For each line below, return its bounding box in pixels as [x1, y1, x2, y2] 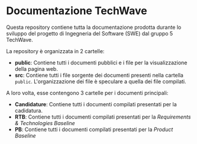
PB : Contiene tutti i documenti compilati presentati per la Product [14, 126, 173, 133]
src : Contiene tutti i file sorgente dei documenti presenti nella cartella [14, 71, 183, 78]
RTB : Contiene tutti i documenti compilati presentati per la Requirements [14, 113, 191, 120]
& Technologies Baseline [14, 119, 75, 126]
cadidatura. [14, 107, 43, 114]
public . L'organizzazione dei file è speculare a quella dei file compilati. [14, 78, 186, 85]
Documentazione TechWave [6, 4, 147, 18]
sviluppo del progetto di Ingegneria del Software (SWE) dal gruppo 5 [6, 30, 173, 37]
